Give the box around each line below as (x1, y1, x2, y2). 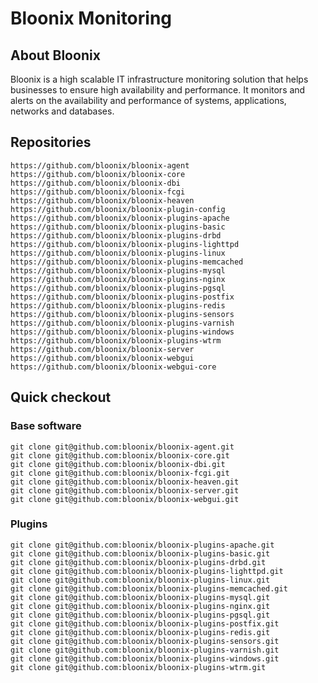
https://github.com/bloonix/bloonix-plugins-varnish (10, 318, 235, 328)
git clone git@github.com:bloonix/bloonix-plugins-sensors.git (10, 636, 280, 646)
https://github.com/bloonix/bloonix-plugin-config (10, 204, 226, 214)
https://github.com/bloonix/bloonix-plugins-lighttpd (10, 239, 240, 249)
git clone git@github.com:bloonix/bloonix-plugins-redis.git (10, 627, 271, 637)
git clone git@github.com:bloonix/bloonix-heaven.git (10, 477, 240, 487)
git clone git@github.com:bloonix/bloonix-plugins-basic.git (10, 548, 271, 559)
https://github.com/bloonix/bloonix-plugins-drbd (10, 230, 222, 241)
